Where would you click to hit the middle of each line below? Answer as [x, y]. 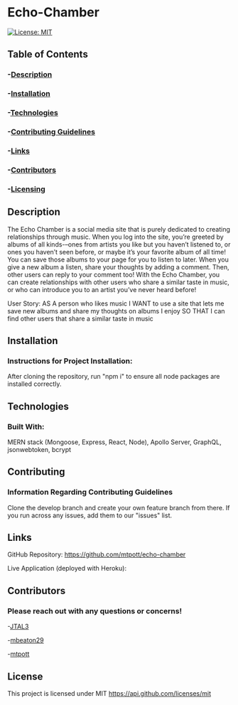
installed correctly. [34, 384]
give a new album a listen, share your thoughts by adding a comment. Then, [118, 267]
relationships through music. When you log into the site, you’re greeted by [115, 237]
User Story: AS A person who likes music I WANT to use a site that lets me [116, 303]
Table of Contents [48, 54]
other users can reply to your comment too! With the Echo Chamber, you [114, 274]
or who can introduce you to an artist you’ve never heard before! [102, 289]
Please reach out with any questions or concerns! [95, 610]
